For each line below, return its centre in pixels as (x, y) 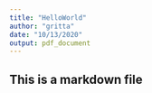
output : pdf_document (50, 43)
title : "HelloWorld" (48, 18)
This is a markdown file (76, 79)
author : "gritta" (42, 26)
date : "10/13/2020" (46, 34)
